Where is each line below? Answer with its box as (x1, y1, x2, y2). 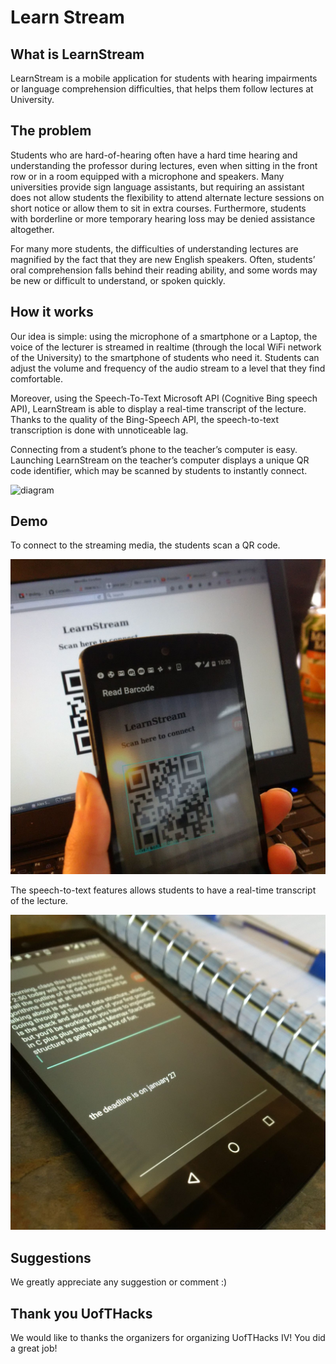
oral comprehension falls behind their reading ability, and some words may (10, 264, 318, 276)
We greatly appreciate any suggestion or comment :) (10, 1276, 228, 1288)
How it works (10, 304, 94, 321)
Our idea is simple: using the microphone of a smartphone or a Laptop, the (10, 330, 318, 342)
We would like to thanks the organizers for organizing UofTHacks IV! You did (10, 1332, 326, 1344)
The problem (10, 122, 92, 140)
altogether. (10, 223, 55, 235)
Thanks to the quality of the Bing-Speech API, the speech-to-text (10, 413, 280, 425)
